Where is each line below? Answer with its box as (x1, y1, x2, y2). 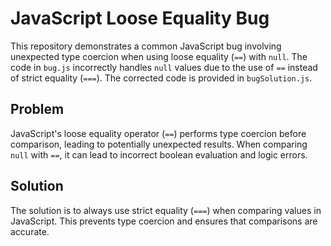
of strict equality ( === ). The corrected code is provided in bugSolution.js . (10, 72, 313, 84)
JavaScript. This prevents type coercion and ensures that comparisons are (10, 215, 318, 227)
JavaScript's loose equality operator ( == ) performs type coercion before (10, 127, 307, 139)
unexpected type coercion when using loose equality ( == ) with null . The (10, 50, 308, 62)
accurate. (10, 225, 50, 237)
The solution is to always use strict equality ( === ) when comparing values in (10, 204, 322, 216)
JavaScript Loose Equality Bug (10, 7, 270, 30)
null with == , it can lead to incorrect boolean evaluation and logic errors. (10, 148, 308, 161)
